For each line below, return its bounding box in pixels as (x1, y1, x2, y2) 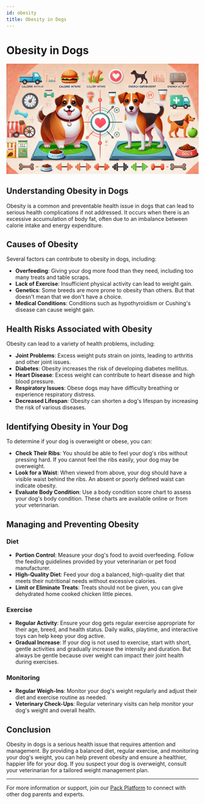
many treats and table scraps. (15, 273, 90, 281)
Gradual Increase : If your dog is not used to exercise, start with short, (15, 639, 191, 646)
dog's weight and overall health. (15, 707, 96, 714)
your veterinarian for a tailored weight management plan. (6, 767, 149, 774)
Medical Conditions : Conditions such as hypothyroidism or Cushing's (15, 300, 191, 307)
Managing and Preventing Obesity (6, 519, 139, 529)
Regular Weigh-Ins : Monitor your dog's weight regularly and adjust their (15, 687, 198, 695)
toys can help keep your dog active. (15, 632, 106, 640)
